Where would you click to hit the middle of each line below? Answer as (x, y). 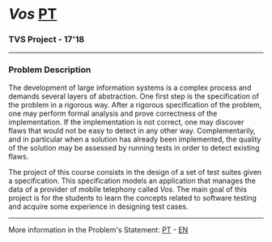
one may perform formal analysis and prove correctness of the (113, 113)
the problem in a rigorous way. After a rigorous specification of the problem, (135, 104)
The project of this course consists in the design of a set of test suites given (135, 172)
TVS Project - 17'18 (47, 40)
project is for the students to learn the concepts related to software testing (133, 197)
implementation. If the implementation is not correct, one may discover (126, 121)
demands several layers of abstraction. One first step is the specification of (134, 96)
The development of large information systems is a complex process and (130, 87)
